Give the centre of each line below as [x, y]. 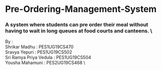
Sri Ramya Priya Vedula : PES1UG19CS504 [48, 58]
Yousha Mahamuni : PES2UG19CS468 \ [45, 63]
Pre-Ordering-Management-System [81, 9]
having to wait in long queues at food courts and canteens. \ [79, 31]
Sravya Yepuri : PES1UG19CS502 [39, 52]
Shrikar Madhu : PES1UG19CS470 [39, 47]
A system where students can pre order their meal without [77, 25]
